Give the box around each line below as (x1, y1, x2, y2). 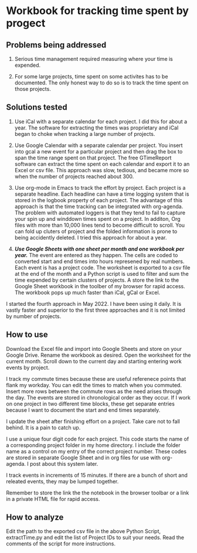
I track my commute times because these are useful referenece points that (6, 375, 186, 382)
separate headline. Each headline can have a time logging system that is (14, 190, 189, 197)
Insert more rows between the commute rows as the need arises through (6, 388, 182, 395)
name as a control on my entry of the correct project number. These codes (6, 448, 186, 455)
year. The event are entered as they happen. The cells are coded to (14, 251, 178, 258)
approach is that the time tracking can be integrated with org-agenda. (14, 203, 184, 210)
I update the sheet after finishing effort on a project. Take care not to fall (6, 418, 180, 425)
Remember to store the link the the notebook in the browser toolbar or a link (6, 489, 189, 496)
